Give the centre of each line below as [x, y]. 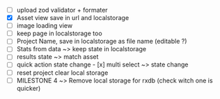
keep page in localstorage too [59, 33]
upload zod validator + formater [62, 10]
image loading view [45, 26]
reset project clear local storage [62, 73]
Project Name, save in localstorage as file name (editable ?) [102, 42]
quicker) [29, 88]
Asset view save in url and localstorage [73, 18]
